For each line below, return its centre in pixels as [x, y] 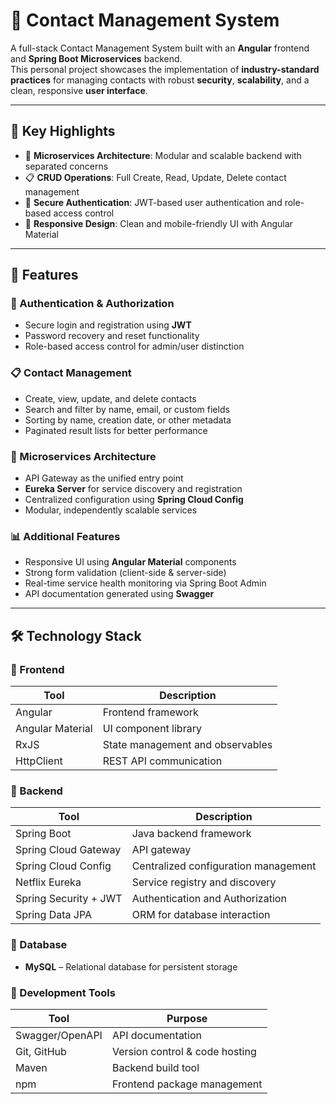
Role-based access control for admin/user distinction [134, 346]
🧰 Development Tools [63, 992]
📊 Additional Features [65, 536]
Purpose [187, 1018]
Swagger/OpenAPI [59, 1035]
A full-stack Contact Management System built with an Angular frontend [160, 48]
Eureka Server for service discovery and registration [133, 489]
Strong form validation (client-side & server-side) [125, 573]
